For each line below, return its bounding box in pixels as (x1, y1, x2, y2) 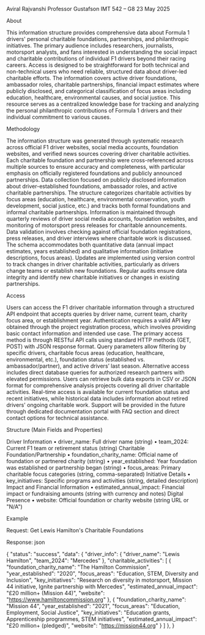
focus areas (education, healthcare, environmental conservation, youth (6, 196, 185, 202)
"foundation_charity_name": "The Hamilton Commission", (6, 563, 151, 571)
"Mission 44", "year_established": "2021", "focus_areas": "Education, (6, 603, 181, 609)
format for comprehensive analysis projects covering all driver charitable (6, 382, 190, 389)
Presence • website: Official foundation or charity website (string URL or (6, 497, 189, 503)
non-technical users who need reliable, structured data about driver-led (6, 68, 187, 75)
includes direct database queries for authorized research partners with (6, 369, 185, 376)
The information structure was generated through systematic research (6, 137, 184, 144)
